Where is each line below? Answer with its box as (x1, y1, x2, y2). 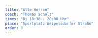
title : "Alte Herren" (5, 7, 50, 12)
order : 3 (5, 26, 23, 31)
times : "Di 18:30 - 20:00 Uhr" (5, 16, 69, 21)
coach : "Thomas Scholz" (5, 12, 54, 17)
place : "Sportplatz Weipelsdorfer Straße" (5, 21, 94, 26)
